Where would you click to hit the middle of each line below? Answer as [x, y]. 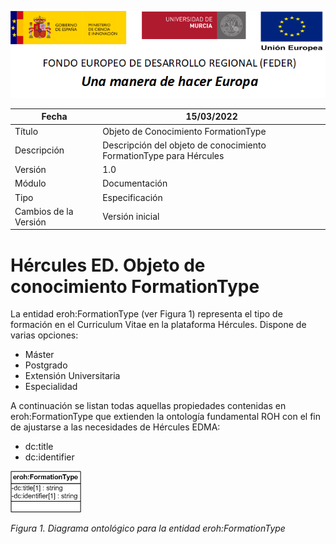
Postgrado [46, 365]
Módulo [30, 183]
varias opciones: [44, 335]
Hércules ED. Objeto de [108, 265]
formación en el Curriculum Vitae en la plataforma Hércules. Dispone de [158, 325]
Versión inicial [131, 217]
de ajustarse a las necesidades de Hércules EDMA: [115, 427]
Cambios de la [44, 211]
